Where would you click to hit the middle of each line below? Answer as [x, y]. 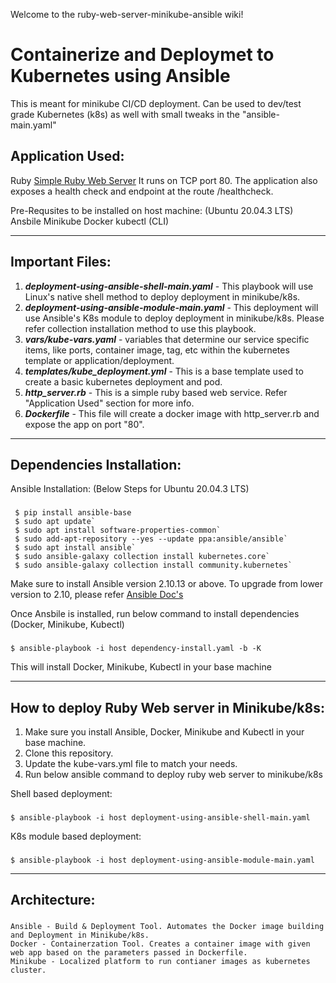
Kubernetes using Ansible [120, 76]
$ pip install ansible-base [73, 513]
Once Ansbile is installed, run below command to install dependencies [155, 614]
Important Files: [61, 262]
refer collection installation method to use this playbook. [140, 328]
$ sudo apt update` [55, 522]
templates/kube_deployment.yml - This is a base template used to [164, 371]
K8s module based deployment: [76, 836]
